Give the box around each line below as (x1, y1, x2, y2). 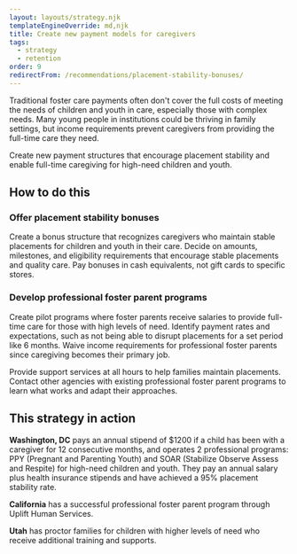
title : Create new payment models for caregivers (9, 29, 197, 38)
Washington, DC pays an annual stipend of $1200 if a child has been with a (9, 434, 285, 445)
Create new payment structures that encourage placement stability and (9, 150, 270, 160)
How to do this (9, 185, 90, 200)
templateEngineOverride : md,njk (9, 21, 129, 30)
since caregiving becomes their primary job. (9, 349, 171, 360)
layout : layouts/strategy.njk (9, 12, 121, 22)
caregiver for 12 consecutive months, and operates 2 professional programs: (9, 444, 289, 455)
